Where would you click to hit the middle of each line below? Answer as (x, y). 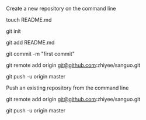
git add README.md (30, 42)
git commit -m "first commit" (40, 54)
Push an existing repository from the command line (67, 88)
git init (14, 31)
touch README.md (29, 20)
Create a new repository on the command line (61, 8)
